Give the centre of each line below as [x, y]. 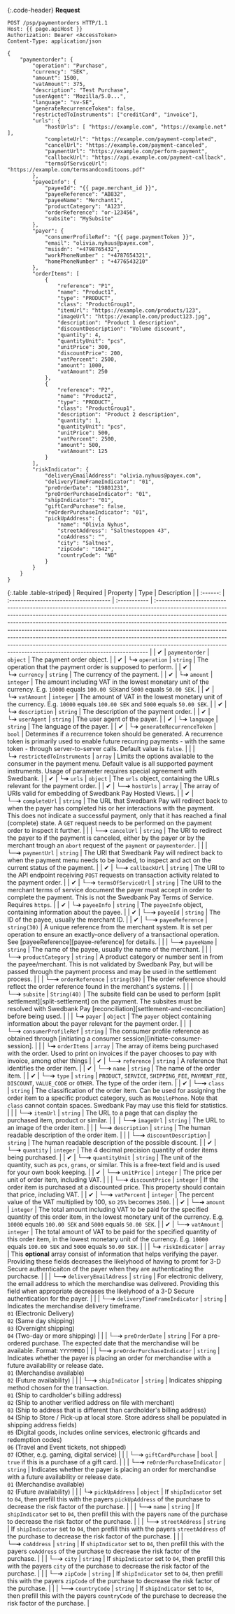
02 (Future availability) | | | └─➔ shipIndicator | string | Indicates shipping [115, 1380]
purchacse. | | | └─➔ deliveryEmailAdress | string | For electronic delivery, [115, 1276]
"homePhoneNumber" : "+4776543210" [97, 262]
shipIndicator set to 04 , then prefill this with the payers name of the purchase [118, 1514]
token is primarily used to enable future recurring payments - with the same [116, 741]
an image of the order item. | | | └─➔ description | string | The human [109, 1128]
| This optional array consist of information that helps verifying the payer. [113, 1254]
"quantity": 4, [79, 335]
